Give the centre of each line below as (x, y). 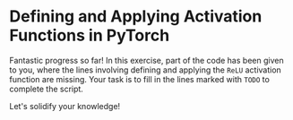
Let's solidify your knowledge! (65, 106)
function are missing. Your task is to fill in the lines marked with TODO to (140, 79)
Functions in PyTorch (90, 35)
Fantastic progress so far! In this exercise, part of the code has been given (146, 60)
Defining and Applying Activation (136, 17)
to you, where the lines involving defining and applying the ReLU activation (146, 70)
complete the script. (46, 89)
